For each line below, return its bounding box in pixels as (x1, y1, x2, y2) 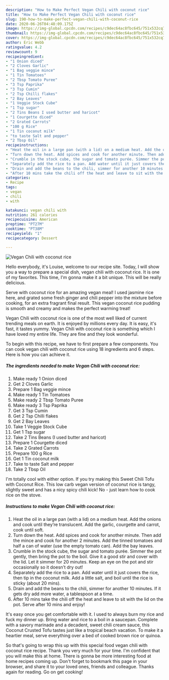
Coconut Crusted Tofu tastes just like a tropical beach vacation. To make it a (6, 627, 163, 633)
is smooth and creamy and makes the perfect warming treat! (6, 305, 131, 311)
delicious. (6, 280, 26, 286)
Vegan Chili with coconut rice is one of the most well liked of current (6, 315, 147, 321)
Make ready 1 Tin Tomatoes (13, 391, 70, 397)
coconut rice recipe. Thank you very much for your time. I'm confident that (6, 647, 160, 653)
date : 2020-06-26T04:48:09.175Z (6, 21, 73, 27)
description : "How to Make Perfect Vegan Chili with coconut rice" (6, 7, 150, 13)
